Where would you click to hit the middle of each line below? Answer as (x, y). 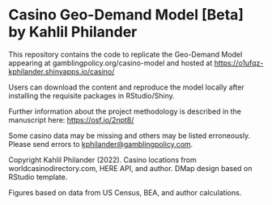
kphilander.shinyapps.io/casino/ (62, 71)
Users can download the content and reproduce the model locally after (126, 87)
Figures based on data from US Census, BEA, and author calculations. (125, 192)
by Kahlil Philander (73, 32)
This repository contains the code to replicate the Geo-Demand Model (125, 54)
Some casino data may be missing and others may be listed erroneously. (130, 136)
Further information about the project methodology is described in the (125, 111)
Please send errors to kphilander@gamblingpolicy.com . (101, 144)
